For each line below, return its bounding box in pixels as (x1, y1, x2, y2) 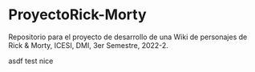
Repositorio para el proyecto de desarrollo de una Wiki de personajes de (8, 32, 248, 42)
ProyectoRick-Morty (8, 6, 147, 24)
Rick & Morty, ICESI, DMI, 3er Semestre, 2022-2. (8, 40, 168, 50)
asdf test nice (8, 56, 54, 66)
